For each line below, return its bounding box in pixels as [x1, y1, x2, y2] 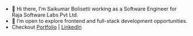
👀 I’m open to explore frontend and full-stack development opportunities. [11, 18, 188, 24]
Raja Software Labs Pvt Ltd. [11, 11, 78, 18]
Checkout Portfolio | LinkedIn [11, 23, 82, 30]
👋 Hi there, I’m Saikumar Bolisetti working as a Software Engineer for [11, 6, 177, 12]
